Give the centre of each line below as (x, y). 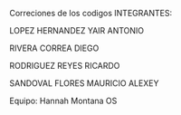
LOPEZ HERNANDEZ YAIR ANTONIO (77, 30)
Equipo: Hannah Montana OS (63, 101)
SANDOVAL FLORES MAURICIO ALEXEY (84, 83)
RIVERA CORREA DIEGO (54, 48)
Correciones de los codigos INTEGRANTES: (91, 13)
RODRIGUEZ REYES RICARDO (65, 66)
